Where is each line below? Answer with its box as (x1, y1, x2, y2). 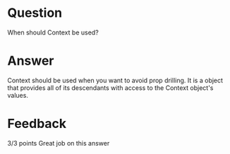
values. (7, 91, 28, 99)
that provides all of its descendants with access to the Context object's (7, 83, 214, 92)
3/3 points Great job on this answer (7, 139, 110, 147)
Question (7, 5, 62, 21)
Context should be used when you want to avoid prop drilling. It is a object (7, 76, 224, 84)
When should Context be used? (7, 28, 99, 37)
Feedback (7, 116, 67, 131)
